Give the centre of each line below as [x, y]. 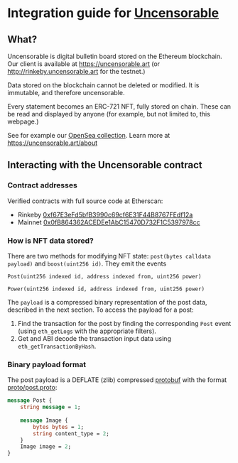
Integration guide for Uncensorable [113, 13]
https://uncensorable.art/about [53, 143]
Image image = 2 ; [46, 447]
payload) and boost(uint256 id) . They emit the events [87, 263]
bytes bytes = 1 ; [58, 427]
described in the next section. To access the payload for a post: [101, 310]
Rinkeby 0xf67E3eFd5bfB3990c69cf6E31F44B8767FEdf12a [105, 214]
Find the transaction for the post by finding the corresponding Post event [124, 323]
